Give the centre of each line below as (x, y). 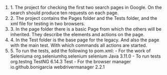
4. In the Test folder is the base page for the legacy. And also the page (85, 40)
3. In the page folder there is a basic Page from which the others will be (86, 29)
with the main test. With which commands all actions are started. (79, 45)
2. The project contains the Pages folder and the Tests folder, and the (84, 18)
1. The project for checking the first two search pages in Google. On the (86, 7)
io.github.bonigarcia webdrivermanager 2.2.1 (58, 67)
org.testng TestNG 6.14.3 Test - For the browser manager (70, 61)
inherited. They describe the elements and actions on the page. (77, 34)
